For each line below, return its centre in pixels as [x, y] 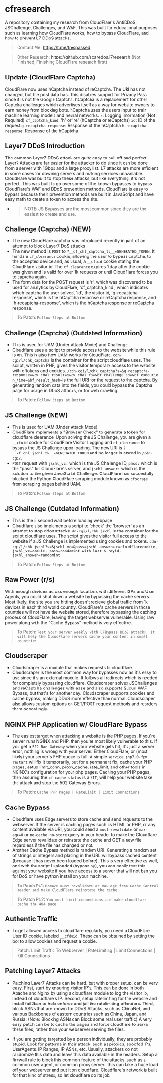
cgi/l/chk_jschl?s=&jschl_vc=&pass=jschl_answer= [63, 547]
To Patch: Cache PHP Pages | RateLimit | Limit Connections [78, 792]
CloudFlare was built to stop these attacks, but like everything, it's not [75, 178]
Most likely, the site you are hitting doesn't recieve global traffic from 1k [77, 602]
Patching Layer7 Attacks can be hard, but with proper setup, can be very [85, 983]
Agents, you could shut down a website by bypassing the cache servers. [78, 596]
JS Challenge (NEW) [36, 415]
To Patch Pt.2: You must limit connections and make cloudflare [82, 899]
